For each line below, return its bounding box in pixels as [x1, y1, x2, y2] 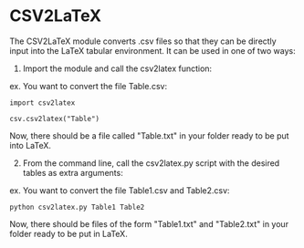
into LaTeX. [9, 139, 52, 150]
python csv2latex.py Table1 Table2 [9, 202, 145, 212]
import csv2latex [9, 98, 76, 108]
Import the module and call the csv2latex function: [22, 63, 213, 74]
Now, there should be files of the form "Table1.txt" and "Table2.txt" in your [9, 218, 289, 229]
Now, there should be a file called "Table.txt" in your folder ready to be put [9, 129, 289, 141]
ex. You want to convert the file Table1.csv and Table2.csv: [9, 184, 230, 196]
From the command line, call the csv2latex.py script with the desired [22, 157, 280, 169]
